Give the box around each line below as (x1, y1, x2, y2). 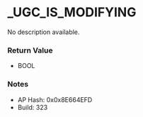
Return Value (7, 45, 53, 55)
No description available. (7, 28, 80, 36)
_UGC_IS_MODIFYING (7, 4, 137, 21)
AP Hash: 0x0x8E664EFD (17, 95, 93, 104)
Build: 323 (17, 103, 48, 111)
